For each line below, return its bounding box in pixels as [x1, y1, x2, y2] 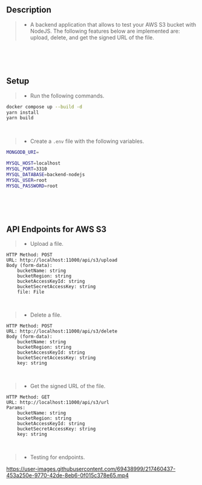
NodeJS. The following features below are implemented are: [30, 27, 180, 35]
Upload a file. [30, 240, 64, 248]
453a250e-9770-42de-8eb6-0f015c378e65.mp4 [6, 472, 129, 479]
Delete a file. [30, 311, 62, 318]
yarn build [6, 115, 34, 121]
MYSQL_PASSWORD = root [6, 183, 59, 189]
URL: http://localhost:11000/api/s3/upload [6, 257, 118, 263]
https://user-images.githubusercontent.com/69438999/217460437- [6, 466, 176, 473]
